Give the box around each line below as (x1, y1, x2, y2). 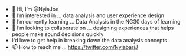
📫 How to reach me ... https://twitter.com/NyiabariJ (11, 44, 138, 50)
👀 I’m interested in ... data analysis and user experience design (11, 12, 164, 19)
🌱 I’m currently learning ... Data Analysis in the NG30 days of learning (11, 18, 181, 25)
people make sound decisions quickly (11, 31, 104, 38)
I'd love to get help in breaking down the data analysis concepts (11, 37, 167, 44)
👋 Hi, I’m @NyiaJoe (11, 6, 59, 12)
